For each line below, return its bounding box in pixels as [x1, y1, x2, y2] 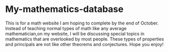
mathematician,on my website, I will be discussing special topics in [5, 30, 145, 36]
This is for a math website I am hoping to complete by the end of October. [5, 20, 159, 26]
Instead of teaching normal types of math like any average [5, 25, 127, 31]
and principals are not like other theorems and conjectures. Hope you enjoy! [5, 41, 164, 47]
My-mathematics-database [5, 3, 124, 15]
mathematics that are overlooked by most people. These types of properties [5, 36, 164, 42]
